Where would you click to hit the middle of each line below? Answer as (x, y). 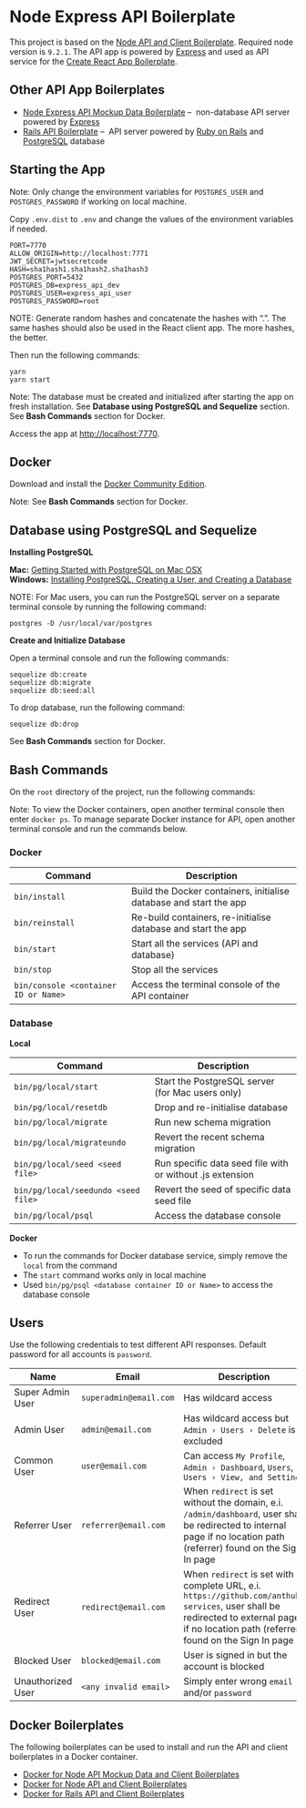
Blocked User (43, 1661)
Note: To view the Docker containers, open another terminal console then (147, 809)
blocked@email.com (121, 1661)
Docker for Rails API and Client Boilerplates (103, 1794)
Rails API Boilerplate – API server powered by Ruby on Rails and (143, 131)
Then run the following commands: (75, 355)
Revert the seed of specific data (223, 1189)
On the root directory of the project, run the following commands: (133, 792)
